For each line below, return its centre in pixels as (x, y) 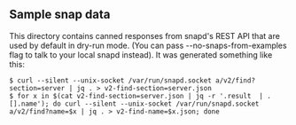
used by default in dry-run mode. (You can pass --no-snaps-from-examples (148, 45)
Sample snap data (60, 15)
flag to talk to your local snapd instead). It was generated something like (141, 55)
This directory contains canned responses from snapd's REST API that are (145, 35)
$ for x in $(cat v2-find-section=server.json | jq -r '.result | (136, 96)
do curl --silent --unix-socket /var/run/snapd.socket (156, 104)
